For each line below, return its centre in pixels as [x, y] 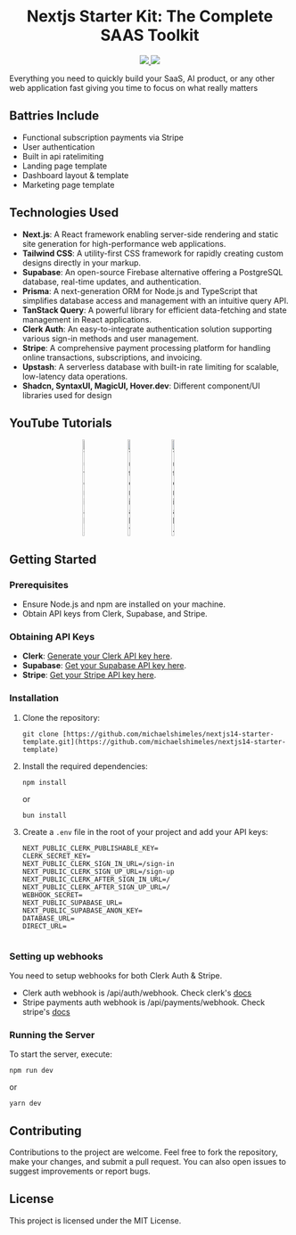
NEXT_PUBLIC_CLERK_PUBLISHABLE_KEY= [90, 848]
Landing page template [65, 166]
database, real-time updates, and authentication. [112, 282]
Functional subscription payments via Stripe [103, 137]
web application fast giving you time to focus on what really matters [134, 87]
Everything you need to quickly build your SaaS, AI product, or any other [142, 78]
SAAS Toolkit [150, 35]
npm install [44, 782]
